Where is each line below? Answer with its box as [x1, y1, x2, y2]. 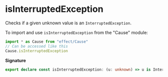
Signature [5, 57, 26, 63]
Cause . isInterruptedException [5, 48, 68, 53]
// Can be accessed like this [5, 44, 68, 49]
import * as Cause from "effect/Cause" [5, 39, 88, 44]
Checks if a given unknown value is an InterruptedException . [5, 20, 131, 26]
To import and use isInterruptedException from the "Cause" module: [5, 29, 148, 35]
